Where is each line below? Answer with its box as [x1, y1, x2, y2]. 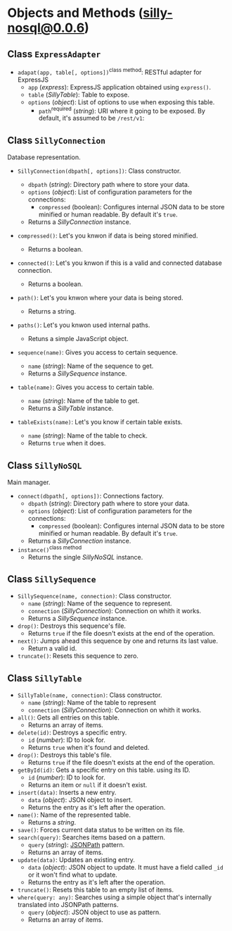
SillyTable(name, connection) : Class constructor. [17, 691, 162, 699]
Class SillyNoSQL [7, 460, 82, 471]
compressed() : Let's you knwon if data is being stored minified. [17, 231, 198, 240]
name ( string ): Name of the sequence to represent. [27, 599, 172, 608]
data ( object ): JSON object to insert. [27, 796, 133, 804]
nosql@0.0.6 [7, 20, 85, 36]
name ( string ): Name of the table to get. [27, 397, 139, 405]
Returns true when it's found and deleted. [27, 744, 150, 752]
